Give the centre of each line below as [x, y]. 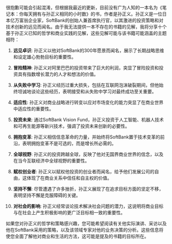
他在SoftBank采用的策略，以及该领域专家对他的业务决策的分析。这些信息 [82, 230]
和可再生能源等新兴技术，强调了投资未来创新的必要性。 [71, 126]
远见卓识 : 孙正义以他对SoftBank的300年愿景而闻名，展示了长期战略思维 [89, 50]
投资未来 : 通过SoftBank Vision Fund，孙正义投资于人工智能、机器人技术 [88, 120]
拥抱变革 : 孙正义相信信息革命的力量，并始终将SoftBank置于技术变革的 [87, 137]
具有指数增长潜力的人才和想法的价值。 [58, 74]
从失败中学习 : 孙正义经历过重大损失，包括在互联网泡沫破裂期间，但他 [86, 85]
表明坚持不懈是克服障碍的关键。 [47, 195]
